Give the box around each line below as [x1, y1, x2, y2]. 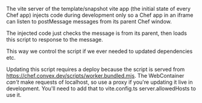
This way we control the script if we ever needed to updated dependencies [6, 48, 193, 55]
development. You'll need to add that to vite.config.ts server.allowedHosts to [6, 85, 196, 92]
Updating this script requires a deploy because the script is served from [6, 66, 185, 73]
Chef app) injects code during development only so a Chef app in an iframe [6, 11, 194, 19]
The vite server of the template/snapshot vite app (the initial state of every [6, 5, 191, 12]
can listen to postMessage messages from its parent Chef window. [6, 18, 172, 25]
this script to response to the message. [6, 36, 104, 43]
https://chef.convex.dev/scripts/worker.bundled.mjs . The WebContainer [6, 72, 185, 79]
